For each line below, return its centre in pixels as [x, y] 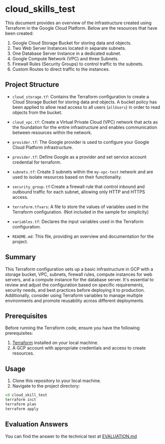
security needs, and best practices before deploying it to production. [75, 290]
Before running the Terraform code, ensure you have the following [72, 328]
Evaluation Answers [37, 424]
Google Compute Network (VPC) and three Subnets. [65, 58]
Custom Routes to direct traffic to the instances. [61, 69]
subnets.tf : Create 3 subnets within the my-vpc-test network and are [82, 172]
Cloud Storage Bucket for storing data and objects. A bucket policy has [84, 102]
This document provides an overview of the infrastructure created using [78, 23]
